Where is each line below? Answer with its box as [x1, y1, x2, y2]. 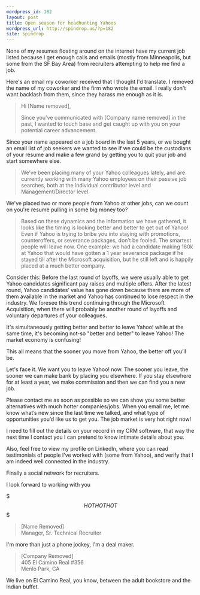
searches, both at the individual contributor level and [20, 182, 151, 189]
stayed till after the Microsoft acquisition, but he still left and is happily [20, 256, 193, 263]
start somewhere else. [6, 157, 62, 165]
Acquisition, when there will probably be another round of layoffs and [6, 306, 177, 313]
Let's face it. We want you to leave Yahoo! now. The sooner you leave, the [6, 366, 189, 373]
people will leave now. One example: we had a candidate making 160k [20, 243, 193, 250]
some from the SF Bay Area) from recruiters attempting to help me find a [6, 60, 186, 68]
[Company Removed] [20, 552, 74, 560]
